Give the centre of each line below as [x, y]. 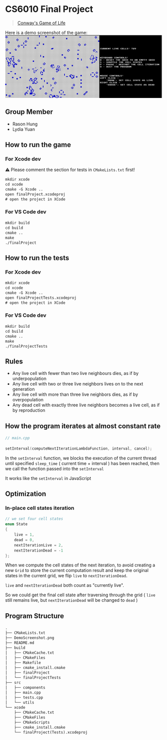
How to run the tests [37, 258]
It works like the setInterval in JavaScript [48, 478]
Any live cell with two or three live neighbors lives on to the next [78, 384]
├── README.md [20, 643]
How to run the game [38, 144]
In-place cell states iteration [40, 508]
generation [23, 389]
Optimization [26, 494]
